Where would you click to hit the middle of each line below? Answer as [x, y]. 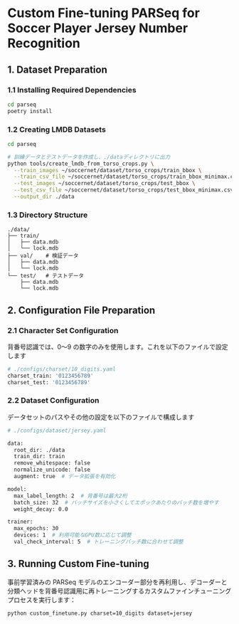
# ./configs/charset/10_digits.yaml [62, 369]
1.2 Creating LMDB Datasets [57, 129]
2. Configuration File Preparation [81, 310]
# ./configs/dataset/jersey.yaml [57, 430]
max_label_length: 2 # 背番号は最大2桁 [71, 496]
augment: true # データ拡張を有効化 [65, 477]
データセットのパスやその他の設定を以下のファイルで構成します [101, 417]
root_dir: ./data [39, 450]
